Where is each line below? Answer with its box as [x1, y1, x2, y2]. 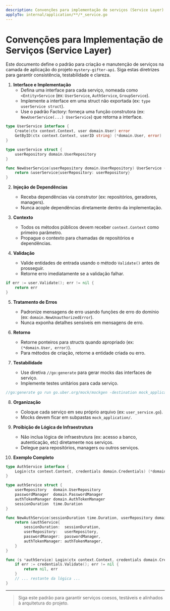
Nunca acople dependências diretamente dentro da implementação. [20, 205, 162, 211]
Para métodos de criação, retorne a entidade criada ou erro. [20, 350, 146, 356]
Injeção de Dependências [13, 184, 68, 190]
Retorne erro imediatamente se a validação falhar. [20, 271, 124, 277]
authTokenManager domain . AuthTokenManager [15, 496, 105, 502]
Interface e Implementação [13, 82, 71, 88]
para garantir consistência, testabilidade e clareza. [6, 72, 110, 78]
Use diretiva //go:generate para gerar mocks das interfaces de [20, 369, 152, 375]
